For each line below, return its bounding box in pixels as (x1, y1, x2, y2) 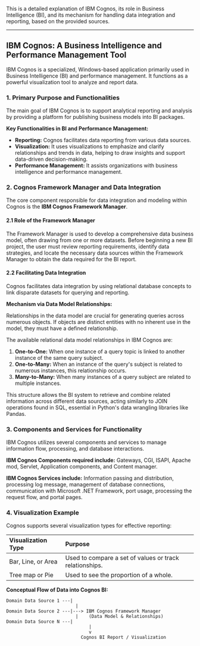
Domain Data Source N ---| (6, 619, 73, 625)
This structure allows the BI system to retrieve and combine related (6, 391, 171, 398)
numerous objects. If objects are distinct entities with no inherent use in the (6, 318, 191, 325)
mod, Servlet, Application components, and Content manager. (6, 463, 158, 470)
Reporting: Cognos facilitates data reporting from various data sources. (14, 137, 192, 144)
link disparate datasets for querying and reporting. (6, 289, 130, 296)
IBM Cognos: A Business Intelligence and (6, 41, 162, 51)
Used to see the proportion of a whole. (65, 571, 173, 579)
